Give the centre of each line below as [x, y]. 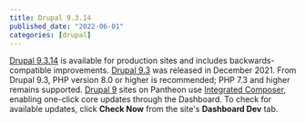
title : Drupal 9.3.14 [51, 18]
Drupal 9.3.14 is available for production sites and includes [118, 61]
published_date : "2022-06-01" [67, 26]
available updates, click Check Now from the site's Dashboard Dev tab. [144, 109]
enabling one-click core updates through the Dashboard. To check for [141, 99]
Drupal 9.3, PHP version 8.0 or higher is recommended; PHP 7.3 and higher [150, 80]
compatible [30, 70]
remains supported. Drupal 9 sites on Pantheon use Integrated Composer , [148, 90]
